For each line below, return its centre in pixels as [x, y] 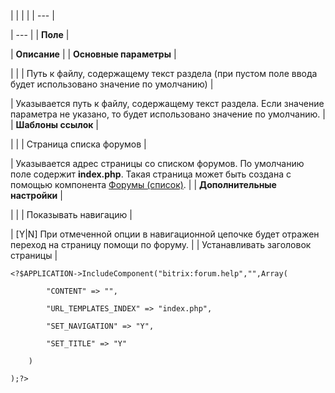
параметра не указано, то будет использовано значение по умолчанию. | [168, 114]
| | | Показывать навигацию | [71, 214]
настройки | [36, 195]
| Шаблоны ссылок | [55, 124]
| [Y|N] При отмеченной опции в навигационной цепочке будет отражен [165, 234]
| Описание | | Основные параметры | [93, 54]
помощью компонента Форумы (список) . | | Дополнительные [143, 184]
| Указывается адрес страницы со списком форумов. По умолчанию [157, 163]
